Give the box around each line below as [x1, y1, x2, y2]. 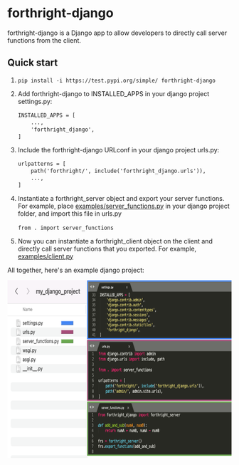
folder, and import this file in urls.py [17, 209, 122, 218]
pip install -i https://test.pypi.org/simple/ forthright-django [17, 77, 216, 84]
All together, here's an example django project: [7, 266, 144, 274]
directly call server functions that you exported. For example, [17, 244, 197, 253]
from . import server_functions [17, 224, 114, 231]
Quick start [7, 57, 58, 69]
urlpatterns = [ [17, 160, 66, 167]
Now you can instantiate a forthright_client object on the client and [17, 236, 213, 245]
